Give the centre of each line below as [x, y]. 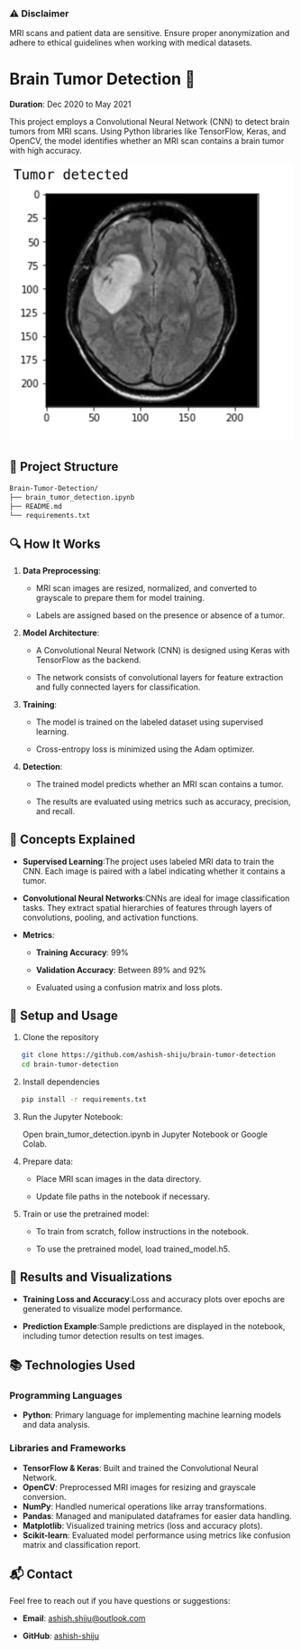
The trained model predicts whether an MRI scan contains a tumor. [160, 783]
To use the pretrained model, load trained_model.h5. [133, 1249]
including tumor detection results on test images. [113, 1336]
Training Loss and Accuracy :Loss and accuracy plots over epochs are [154, 1298]
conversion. [44, 1496]
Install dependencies [61, 1082]
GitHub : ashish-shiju [61, 1636]
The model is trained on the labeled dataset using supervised [150, 722]
